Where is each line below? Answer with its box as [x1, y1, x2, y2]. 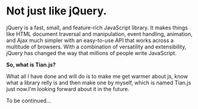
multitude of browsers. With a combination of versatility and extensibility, [6, 43, 187, 50]
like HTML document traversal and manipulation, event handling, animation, [6, 30, 193, 37]
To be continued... [6, 97, 51, 104]
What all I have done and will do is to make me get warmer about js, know [6, 72, 188, 80]
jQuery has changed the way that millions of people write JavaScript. [6, 49, 177, 56]
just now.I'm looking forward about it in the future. [6, 85, 130, 92]
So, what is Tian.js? [6, 61, 56, 68]
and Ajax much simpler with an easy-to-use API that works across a [6, 37, 174, 44]
